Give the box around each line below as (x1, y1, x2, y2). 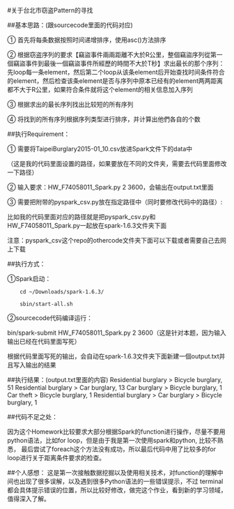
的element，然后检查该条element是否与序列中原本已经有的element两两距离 (7, 77, 223, 85)
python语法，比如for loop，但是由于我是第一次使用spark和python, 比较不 (7, 436, 218, 444)
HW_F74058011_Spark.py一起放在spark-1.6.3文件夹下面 (7, 222, 167, 229)
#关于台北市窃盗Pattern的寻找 (7, 6, 93, 14)
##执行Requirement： (7, 130, 70, 138)
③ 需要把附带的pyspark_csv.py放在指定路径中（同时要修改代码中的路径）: (7, 198, 223, 206)
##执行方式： (7, 260, 46, 268)
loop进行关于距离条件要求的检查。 (7, 454, 106, 462)
